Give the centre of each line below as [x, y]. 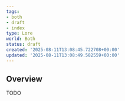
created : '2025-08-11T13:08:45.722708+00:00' [63, 50]
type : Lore [19, 33]
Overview [24, 79]
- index [16, 28]
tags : [13, 11]
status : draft [24, 45]
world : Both [21, 39]
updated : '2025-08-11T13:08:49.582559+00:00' [63, 55]
